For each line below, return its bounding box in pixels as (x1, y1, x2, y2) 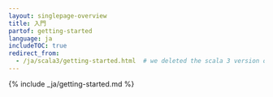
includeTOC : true (8, 42, 67, 50)
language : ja (8, 34, 53, 43)
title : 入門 (8, 19, 46, 27)
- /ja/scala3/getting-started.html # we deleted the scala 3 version (15, 57, 260, 65)
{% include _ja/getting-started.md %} (8, 78, 135, 89)
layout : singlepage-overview (8, 11, 107, 20)
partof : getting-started (8, 27, 93, 35)
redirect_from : (8, 49, 60, 57)
